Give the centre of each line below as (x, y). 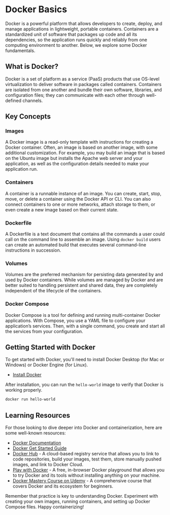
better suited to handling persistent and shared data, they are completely (81, 285)
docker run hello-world (30, 399)
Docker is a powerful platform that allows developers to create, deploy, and (84, 23)
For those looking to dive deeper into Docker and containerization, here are (84, 428)
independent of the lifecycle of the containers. (54, 291)
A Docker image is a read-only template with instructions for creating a (79, 142)
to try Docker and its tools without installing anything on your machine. (87, 475)
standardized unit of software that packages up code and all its (71, 34)
